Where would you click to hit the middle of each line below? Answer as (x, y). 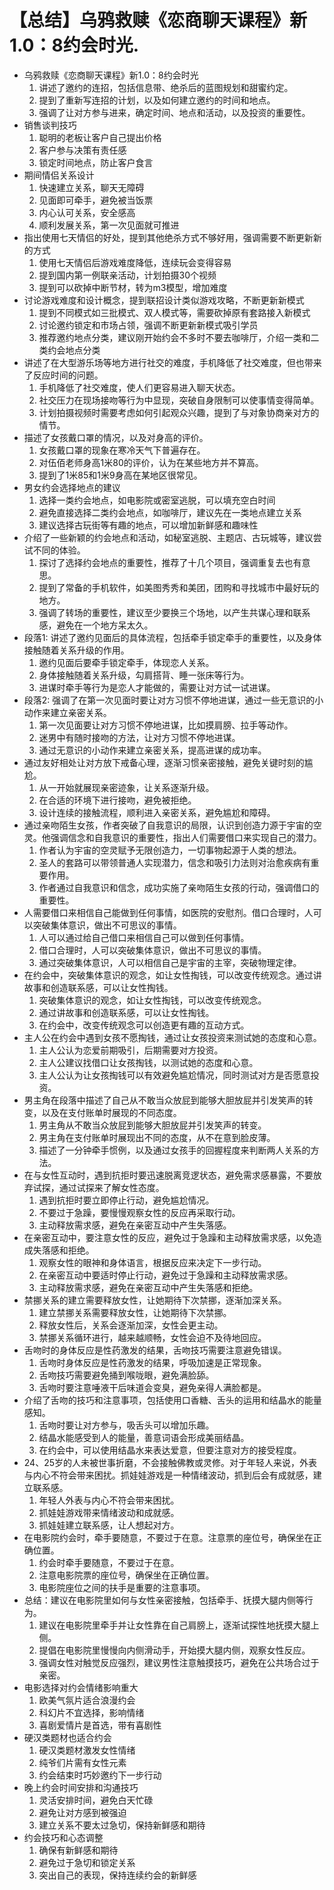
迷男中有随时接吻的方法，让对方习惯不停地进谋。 (139, 737)
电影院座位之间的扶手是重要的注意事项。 (122, 1587)
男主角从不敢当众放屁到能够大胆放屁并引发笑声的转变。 (152, 1125)
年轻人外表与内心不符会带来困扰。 (109, 1500)
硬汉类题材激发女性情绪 (87, 1750)
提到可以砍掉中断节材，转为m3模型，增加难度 (133, 287)
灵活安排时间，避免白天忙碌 (96, 1800)
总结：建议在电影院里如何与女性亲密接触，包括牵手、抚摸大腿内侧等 (164, 1600)
